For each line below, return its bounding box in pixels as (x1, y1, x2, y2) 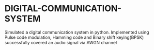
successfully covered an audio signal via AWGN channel (4, 39, 117, 45)
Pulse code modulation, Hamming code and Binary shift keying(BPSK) (4, 34, 144, 40)
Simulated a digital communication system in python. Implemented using (4, 29, 150, 35)
